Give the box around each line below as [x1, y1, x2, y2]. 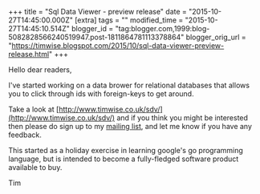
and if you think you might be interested [116, 113, 249, 123]
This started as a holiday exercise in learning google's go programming [8, 146, 243, 155]
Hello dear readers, [8, 65, 72, 75]
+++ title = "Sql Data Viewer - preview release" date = [8, 7, 187, 16]
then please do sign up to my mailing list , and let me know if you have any [8, 122, 253, 131]
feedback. [8, 130, 42, 139]
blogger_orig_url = [185, 32, 246, 42]
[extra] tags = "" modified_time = [75, 15, 184, 25]
